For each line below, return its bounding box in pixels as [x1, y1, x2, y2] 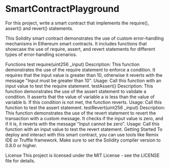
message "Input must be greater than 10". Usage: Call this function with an [5, 77, 162, 83]
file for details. [5, 157, 36, 163]
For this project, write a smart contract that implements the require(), [5, 20, 149, 26]
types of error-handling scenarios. [5, 51, 77, 58]
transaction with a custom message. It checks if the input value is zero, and [5, 115, 164, 121]
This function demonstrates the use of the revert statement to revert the [5, 110, 156, 116]
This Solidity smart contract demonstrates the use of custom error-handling [5, 35, 164, 41]
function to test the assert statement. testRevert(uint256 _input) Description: [5, 104, 165, 110]
